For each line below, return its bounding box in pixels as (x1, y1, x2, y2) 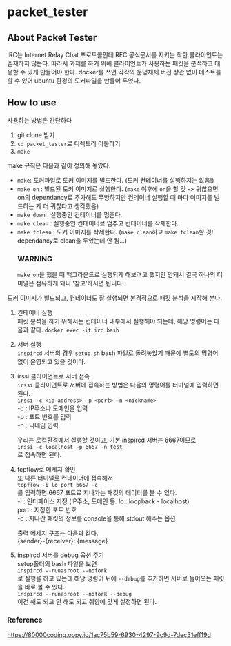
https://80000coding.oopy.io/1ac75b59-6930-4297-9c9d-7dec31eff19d (7, 631, 212, 639)
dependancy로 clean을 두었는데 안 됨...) (17, 236, 128, 245)
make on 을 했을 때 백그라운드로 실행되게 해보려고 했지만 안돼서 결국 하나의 (17, 270, 216, 279)
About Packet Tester (7, 32, 97, 43)
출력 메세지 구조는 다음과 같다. (17, 529, 99, 538)
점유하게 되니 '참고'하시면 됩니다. (35, 279, 124, 287)
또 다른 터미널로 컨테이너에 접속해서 (17, 474, 114, 483)
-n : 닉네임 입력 (17, 421, 59, 430)
